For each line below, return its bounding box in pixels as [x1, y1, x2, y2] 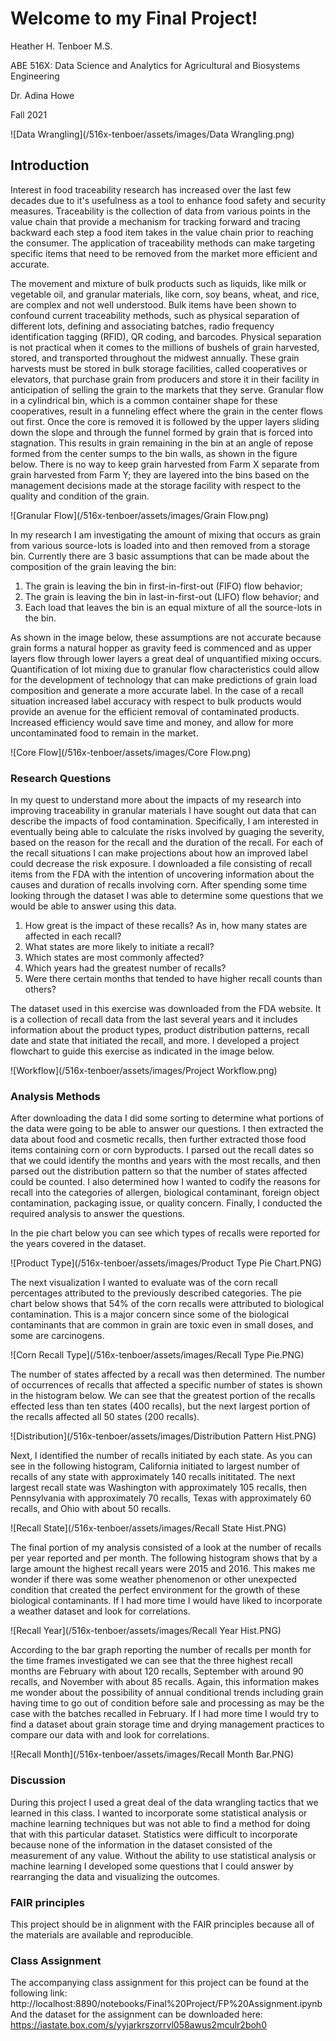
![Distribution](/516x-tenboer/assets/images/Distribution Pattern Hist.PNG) [10, 1430, 317, 1442]
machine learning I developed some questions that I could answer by [10, 1860, 294, 1872]
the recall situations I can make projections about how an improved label [10, 847, 308, 859]
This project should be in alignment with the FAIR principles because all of [10, 1918, 315, 1930]
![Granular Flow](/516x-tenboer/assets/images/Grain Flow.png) [10, 509, 269, 521]
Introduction [10, 157, 90, 174]
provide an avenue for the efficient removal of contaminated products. [10, 705, 300, 717]
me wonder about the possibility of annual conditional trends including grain [10, 1687, 324, 1699]
